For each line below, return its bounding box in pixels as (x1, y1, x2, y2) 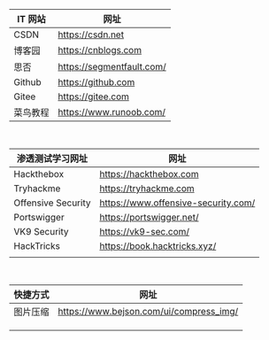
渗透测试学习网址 (16, 152, 88, 165)
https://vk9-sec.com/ (99, 226, 190, 237)
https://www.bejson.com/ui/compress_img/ (58, 305, 239, 317)
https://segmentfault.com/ (58, 61, 166, 73)
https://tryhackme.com (99, 182, 195, 194)
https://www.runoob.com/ (58, 106, 166, 118)
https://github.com (58, 76, 135, 88)
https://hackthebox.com (99, 168, 199, 180)
